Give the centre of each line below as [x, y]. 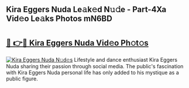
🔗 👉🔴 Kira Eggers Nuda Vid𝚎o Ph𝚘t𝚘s [78, 43]
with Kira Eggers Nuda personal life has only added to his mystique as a [93, 73]
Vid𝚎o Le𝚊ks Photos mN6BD [59, 19]
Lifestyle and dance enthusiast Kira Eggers [126, 60]
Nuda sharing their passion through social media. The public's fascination [95, 66]
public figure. [22, 79]
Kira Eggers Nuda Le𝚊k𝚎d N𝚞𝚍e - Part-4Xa [86, 10]
